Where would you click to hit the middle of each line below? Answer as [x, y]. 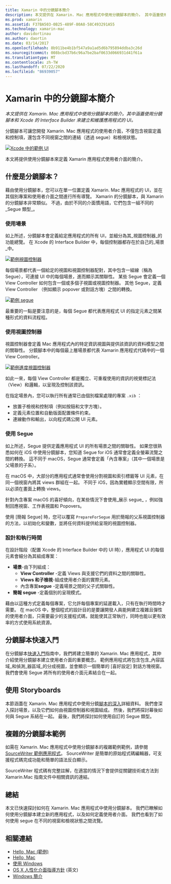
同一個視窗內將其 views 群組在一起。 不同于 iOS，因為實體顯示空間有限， [82, 482]
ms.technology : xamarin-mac [35, 29]
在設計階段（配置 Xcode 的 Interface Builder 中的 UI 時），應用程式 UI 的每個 [85, 549]
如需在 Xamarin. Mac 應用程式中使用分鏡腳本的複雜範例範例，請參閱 [77, 747]
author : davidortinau [28, 34]
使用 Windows [27, 863]
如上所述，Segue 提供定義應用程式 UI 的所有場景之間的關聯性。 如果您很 [81, 446]
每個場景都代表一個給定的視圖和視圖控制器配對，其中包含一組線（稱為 [79, 270]
